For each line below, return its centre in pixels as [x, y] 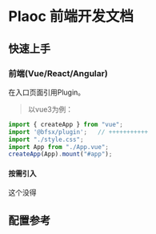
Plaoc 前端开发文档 [71, 16]
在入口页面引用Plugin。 [47, 92]
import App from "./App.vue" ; [59, 147]
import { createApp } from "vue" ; [66, 124]
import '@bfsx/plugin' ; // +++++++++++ [78, 132]
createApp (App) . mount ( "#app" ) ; [60, 154]
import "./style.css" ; [46, 139]
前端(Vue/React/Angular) [58, 73]
